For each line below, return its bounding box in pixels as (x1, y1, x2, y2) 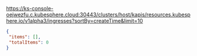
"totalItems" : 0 (8, 39, 49, 45)
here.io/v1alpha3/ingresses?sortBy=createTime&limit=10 (6, 17, 143, 24)
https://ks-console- (6, 5, 54, 12)
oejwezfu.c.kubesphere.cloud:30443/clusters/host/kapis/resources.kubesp (6, 11, 191, 18)
